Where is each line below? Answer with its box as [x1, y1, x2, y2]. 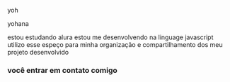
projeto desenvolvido [7, 48, 69, 56]
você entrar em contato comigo [7, 65, 118, 75]
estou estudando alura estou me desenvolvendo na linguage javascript [7, 33, 214, 41]
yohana [7, 20, 30, 27]
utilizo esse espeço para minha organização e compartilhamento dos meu [7, 41, 223, 48]
